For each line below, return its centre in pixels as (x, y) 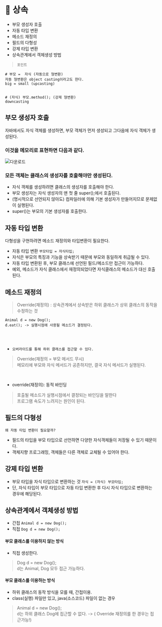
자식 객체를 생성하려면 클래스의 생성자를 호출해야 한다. (63, 187)
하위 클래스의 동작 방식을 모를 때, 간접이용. (52, 592)
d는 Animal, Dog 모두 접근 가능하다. (51, 568)
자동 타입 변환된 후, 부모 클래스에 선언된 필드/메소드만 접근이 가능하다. (78, 263)
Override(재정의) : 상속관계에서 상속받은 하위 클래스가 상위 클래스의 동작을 (87, 305)
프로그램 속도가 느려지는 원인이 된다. (51, 401)
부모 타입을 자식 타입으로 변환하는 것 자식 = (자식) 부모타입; (68, 481)
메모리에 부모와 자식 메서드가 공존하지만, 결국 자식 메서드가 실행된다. (81, 365)
